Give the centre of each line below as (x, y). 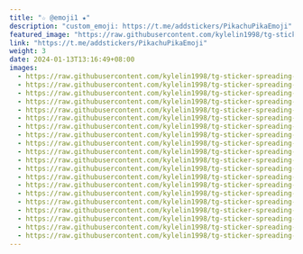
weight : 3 (28, 51)
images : (24, 68)
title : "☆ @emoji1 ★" (50, 18)
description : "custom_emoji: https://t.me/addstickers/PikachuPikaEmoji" (151, 26)
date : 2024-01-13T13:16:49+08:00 (72, 59)
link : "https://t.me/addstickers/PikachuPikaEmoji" (108, 43)
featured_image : (40, 34)
